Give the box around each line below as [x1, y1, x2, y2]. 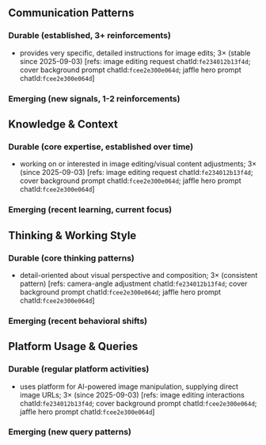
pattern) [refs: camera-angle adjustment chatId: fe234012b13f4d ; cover [19, 279, 248, 288]
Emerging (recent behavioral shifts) [8, 315, 148, 326]
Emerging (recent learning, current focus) [8, 204, 173, 215]
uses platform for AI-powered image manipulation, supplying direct [19, 382, 239, 391]
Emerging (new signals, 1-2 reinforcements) [8, 93, 180, 104]
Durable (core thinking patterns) [8, 253, 135, 264]
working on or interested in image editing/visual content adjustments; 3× [19, 159, 257, 169]
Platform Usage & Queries [8, 340, 139, 353]
